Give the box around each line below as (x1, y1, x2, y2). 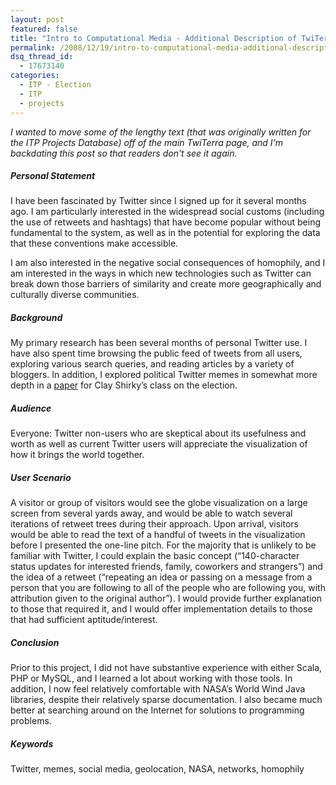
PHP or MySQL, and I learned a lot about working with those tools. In (10, 672, 293, 685)
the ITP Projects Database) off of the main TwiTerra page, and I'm (10, 136, 284, 148)
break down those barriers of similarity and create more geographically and (10, 278, 322, 290)
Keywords (10, 737, 54, 750)
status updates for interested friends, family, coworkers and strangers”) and (10, 561, 323, 573)
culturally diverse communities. (10, 289, 140, 301)
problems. (10, 715, 52, 727)
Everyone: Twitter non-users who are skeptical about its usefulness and (10, 427, 307, 440)
